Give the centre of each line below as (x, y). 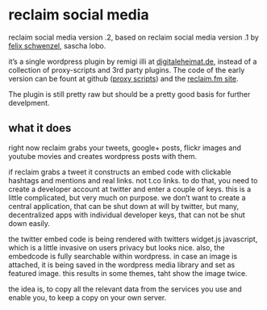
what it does (40, 128)
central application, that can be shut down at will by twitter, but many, (124, 206)
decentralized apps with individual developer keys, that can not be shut (127, 215)
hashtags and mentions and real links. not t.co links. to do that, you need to (133, 180)
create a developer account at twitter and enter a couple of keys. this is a (130, 189)
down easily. (29, 223)
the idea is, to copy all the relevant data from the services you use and (125, 289)
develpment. (29, 103)
